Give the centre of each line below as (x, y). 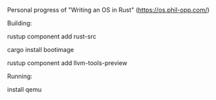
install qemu (24, 89)
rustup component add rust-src (52, 36)
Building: (20, 23)
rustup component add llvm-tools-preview (67, 63)
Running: (20, 76)
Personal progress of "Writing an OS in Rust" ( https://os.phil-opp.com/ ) (108, 10)
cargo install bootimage (41, 50)
